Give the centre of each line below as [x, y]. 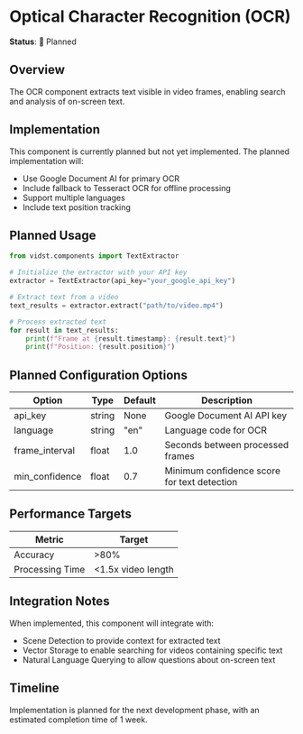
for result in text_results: [64, 330]
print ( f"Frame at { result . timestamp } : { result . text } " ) [131, 339]
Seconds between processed [227, 445]
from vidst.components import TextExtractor [94, 256]
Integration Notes [60, 601]
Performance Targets [71, 514]
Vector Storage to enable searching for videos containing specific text [152, 650]
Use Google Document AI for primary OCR [101, 179]
